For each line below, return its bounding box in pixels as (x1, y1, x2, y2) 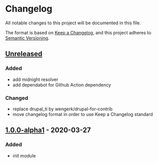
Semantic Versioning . (5, 35, 49, 41)
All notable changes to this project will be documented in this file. (5, 20, 141, 26)
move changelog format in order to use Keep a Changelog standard (12, 111, 153, 117)
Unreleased (5, 50, 43, 58)
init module (12, 152, 36, 158)
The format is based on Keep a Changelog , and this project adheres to (5, 29, 151, 35)
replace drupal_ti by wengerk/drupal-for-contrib (12, 106, 113, 112)
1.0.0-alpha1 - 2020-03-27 (5, 126, 91, 135)
